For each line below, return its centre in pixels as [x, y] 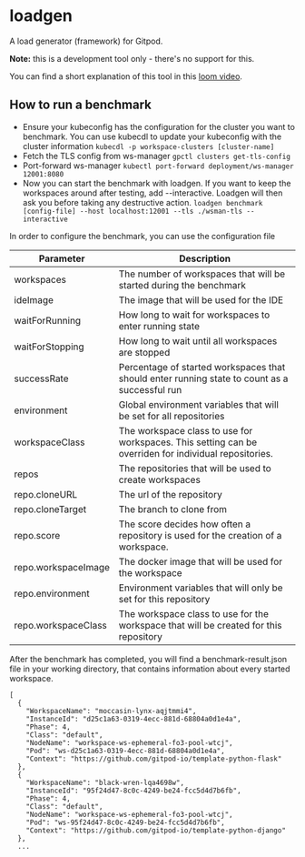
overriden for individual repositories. [196, 453]
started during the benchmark [182, 285]
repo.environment [52, 593]
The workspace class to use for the [194, 613]
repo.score [37, 535]
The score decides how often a [185, 524]
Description [205, 258]
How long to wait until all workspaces [198, 340]
